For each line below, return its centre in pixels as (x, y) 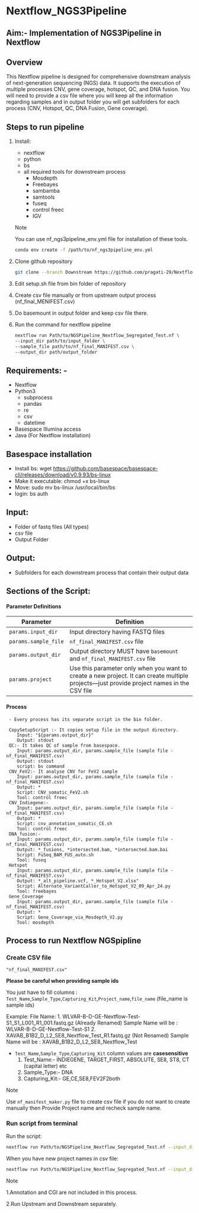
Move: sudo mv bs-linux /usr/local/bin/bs (65, 488)
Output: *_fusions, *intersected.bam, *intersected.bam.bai (92, 850)
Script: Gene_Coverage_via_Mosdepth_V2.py (70, 917)
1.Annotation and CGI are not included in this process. (72, 1192)
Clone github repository (44, 261)
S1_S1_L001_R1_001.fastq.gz (40, 1023)
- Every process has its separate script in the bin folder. (86, 719)
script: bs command (41, 766)
